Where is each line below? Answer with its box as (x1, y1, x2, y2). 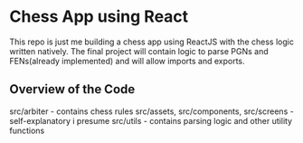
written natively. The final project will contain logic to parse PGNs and (9, 45, 269, 56)
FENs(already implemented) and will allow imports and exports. (9, 55, 246, 66)
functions (9, 125, 45, 136)
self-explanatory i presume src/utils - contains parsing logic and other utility (9, 115, 292, 126)
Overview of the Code (9, 81, 136, 97)
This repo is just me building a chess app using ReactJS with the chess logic (9, 36, 294, 47)
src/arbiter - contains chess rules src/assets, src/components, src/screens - (9, 106, 294, 117)
